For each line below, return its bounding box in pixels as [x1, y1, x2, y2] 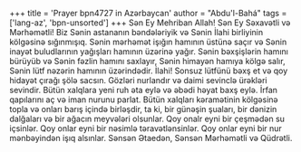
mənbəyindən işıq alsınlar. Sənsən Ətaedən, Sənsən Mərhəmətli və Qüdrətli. [9, 133, 293, 143]
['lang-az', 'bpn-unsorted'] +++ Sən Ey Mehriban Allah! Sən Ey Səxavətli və [9, 17, 291, 28]
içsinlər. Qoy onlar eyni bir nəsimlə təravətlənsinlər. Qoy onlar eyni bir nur [9, 123, 283, 134]
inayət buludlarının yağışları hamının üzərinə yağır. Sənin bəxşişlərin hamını [9, 46, 288, 57]
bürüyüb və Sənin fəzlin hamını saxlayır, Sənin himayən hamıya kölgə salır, [9, 56, 286, 66]
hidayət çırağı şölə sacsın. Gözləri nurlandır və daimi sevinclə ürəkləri [9, 75, 267, 85]
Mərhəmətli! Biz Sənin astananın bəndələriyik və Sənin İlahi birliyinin [9, 27, 264, 37]
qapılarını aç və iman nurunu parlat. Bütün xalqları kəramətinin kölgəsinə [9, 94, 278, 105]
